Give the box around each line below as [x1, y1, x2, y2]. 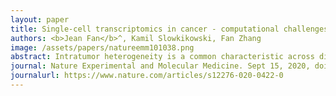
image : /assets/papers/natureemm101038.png [10, 42, 195, 53]
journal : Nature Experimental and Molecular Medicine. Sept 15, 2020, [10, 61, 311, 71]
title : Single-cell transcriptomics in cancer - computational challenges [10, 24, 329, 34]
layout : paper [10, 14, 70, 25]
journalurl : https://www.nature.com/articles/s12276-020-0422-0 [10, 71, 284, 81]
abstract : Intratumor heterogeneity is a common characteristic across [10, 52, 315, 62]
